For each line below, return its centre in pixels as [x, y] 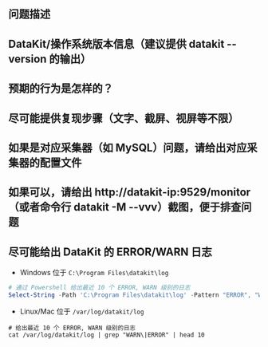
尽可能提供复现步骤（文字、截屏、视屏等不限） [124, 118]
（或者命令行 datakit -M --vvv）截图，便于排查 [125, 207]
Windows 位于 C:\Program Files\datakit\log [94, 273]
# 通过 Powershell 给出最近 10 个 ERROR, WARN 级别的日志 [99, 288]
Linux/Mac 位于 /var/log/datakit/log [82, 311]
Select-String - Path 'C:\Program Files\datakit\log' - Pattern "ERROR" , [130, 295]
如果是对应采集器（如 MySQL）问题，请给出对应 [128, 147]
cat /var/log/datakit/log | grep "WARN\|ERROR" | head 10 [106, 335]
